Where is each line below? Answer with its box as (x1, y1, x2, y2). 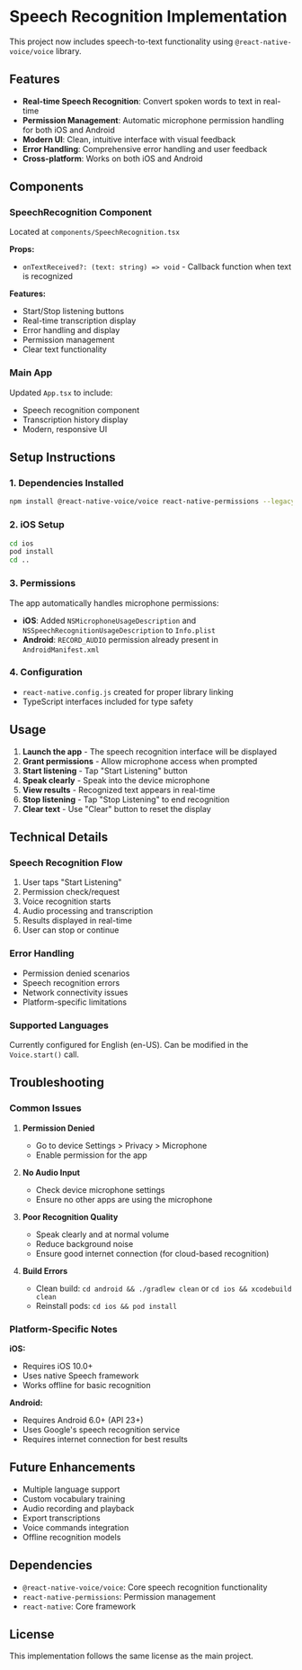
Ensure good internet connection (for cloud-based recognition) (35, 1248, 270, 1259)
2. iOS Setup (9, 519, 65, 531)
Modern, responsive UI (22, 423, 108, 434)
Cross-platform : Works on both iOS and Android (22, 153, 204, 164)
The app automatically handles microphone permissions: (9, 597, 219, 609)
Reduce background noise (35, 1238, 134, 1249)
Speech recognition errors (22, 977, 120, 988)
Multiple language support (22, 1484, 120, 1494)
